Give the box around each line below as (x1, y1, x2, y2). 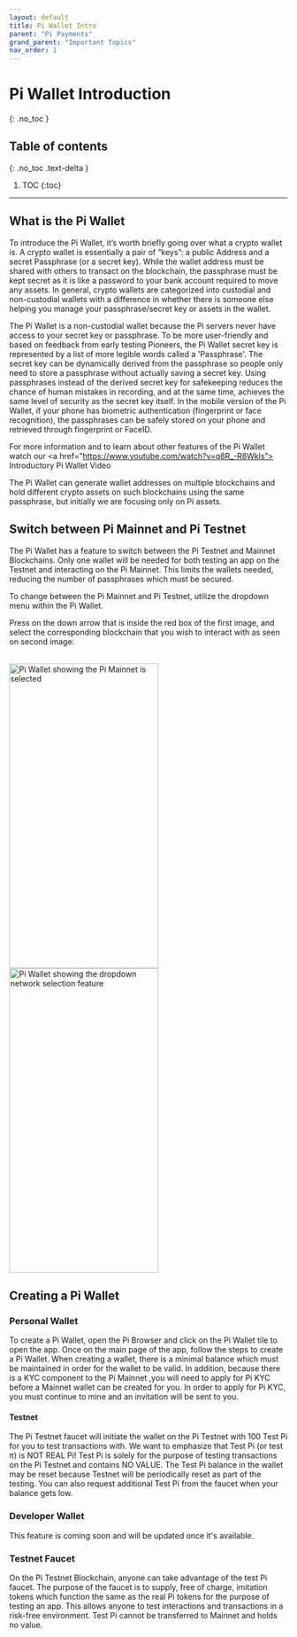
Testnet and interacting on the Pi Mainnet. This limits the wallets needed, (9, 564, 274, 574)
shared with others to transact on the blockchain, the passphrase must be (9, 265, 278, 276)
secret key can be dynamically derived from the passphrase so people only (9, 358, 284, 369)
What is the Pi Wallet (9, 214, 126, 229)
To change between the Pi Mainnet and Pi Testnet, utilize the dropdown (9, 590, 270, 601)
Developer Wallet (9, 1510, 85, 1523)
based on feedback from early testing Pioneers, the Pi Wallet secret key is (9, 339, 278, 350)
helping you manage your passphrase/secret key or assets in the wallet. (9, 303, 271, 314)
